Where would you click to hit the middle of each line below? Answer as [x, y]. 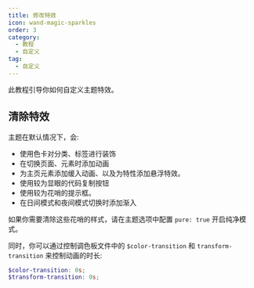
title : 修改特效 [32, 15]
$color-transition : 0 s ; [47, 270]
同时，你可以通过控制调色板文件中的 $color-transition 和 [102, 245]
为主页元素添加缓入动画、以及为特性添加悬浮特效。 [102, 173]
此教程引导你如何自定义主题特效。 [63, 89]
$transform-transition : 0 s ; [54, 277]
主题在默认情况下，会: [44, 137]
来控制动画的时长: [74, 255]
